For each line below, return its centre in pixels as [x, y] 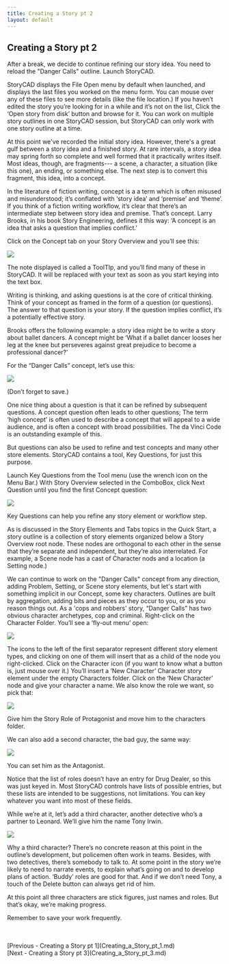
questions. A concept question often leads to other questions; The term [108, 412]
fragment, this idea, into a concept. [56, 178]
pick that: [20, 693]
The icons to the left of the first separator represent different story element [112, 649]
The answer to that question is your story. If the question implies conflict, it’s [114, 310]
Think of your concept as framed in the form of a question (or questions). [110, 303]
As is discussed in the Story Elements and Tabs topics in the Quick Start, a [112, 530]
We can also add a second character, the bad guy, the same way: [99, 740]
